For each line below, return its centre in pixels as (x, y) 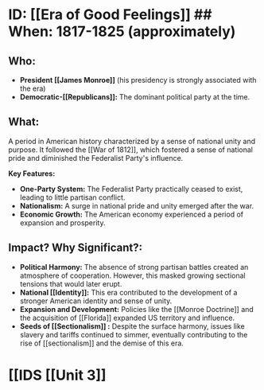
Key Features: (32, 174)
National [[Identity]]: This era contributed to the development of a (128, 292)
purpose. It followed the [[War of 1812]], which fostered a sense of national (130, 150)
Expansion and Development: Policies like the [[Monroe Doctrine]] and (137, 309)
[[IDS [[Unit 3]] (57, 375)
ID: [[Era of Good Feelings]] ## (110, 15)
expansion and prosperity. (62, 222)
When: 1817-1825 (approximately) (122, 31)
